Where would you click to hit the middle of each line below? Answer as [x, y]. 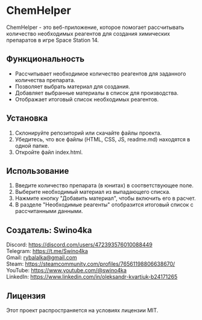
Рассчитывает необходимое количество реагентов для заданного [100, 74]
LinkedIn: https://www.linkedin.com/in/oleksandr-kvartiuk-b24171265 [92, 277]
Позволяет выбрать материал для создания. [73, 86]
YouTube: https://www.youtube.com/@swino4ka [66, 270]
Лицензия [26, 296]
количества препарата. [45, 80]
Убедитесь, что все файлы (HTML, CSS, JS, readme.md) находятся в [103, 139]
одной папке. [32, 146]
